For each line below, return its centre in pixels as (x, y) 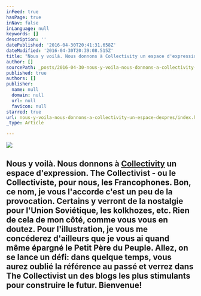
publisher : (20, 84)
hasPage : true (24, 17)
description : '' (26, 39)
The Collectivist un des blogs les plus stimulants (98, 276)
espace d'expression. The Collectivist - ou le (91, 173)
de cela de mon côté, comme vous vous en (87, 220)
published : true (26, 73)
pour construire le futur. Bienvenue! (74, 285)
